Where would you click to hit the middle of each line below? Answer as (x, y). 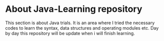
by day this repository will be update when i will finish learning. (70, 33)
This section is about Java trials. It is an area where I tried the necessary (80, 23)
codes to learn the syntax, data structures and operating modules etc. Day (82, 28)
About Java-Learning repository (74, 9)
